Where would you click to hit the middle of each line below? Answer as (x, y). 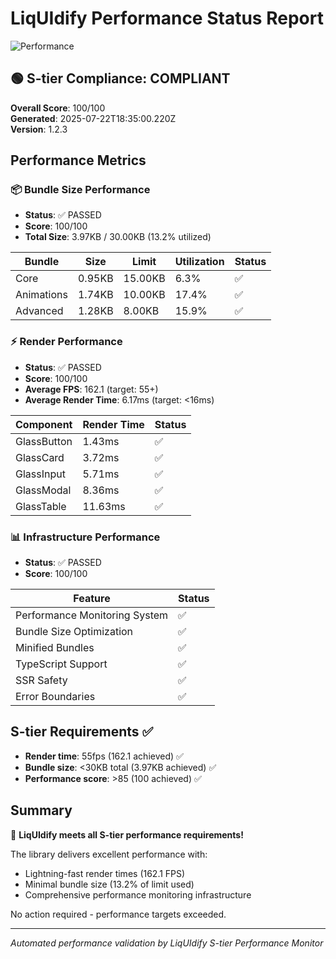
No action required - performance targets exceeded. (118, 914)
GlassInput (40, 474)
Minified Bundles (55, 648)
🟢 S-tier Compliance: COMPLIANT (120, 78)
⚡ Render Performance (66, 342)
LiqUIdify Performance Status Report (167, 18)
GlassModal (43, 490)
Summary (41, 810)
